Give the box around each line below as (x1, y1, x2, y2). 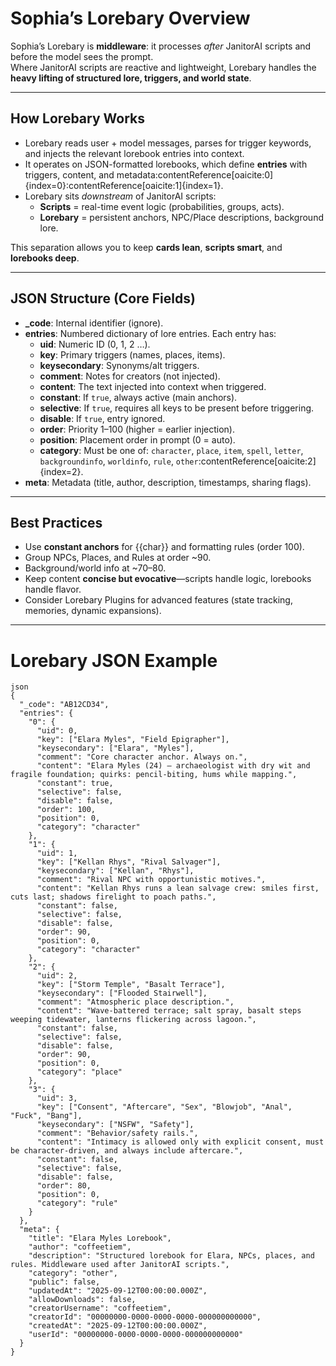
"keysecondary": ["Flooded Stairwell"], (36, 988, 208, 999)
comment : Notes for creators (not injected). (39, 370, 221, 382)
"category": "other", (28, 1268, 118, 1279)
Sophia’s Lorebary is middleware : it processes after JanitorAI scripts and (10, 40, 312, 52)
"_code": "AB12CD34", (19, 700, 110, 710)
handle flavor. (24, 583, 82, 596)
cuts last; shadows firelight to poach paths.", (10, 892, 217, 902)
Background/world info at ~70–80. (24, 562, 167, 574)
